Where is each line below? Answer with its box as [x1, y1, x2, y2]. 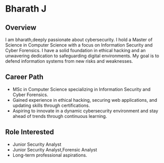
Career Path [5, 73, 44, 81]
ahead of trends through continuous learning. [12, 113, 107, 119]
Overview [5, 23, 37, 32]
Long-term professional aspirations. [12, 152, 87, 158]
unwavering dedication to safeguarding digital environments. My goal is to [5, 53, 159, 59]
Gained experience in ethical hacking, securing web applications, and [12, 97, 157, 103]
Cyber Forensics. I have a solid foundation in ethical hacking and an [5, 48, 146, 53]
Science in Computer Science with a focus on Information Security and [5, 42, 153, 48]
